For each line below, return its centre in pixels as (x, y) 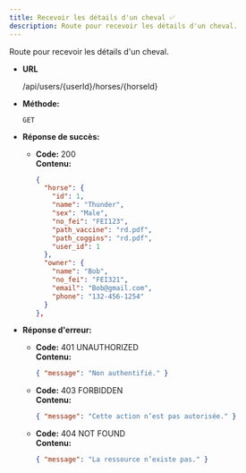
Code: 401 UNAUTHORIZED (87, 348)
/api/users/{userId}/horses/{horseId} (90, 86)
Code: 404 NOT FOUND (81, 434)
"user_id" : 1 (76, 246)
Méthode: (41, 103)
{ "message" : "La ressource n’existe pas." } (122, 460)
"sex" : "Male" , (81, 213)
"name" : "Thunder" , (89, 205)
